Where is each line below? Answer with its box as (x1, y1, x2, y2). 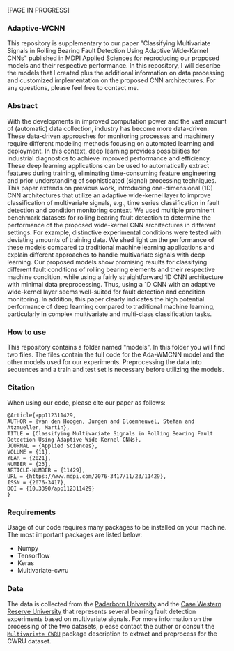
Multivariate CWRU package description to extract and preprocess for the (7, 629, 217, 638)
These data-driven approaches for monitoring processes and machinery (7, 132, 214, 140)
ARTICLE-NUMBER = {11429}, (7, 467, 86, 474)
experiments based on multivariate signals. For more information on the (7, 614, 212, 623)
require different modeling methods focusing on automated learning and (7, 139, 214, 147)
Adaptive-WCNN (7, 23, 65, 33)
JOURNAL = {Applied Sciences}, (7, 442, 98, 449)
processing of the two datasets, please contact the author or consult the (7, 622, 215, 630)
